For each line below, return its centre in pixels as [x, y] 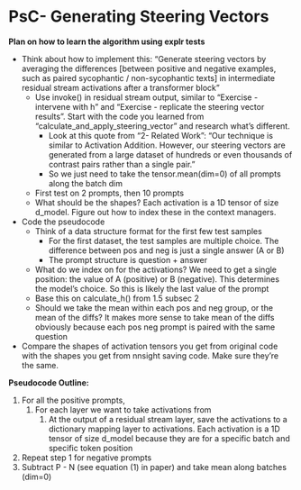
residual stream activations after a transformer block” [120, 87]
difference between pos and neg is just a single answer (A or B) [166, 250]
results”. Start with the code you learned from [119, 116]
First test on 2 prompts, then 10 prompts [109, 193]
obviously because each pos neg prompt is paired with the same [155, 327]
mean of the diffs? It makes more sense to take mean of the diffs [155, 317]
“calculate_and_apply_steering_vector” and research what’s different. [162, 126]
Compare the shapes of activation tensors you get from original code [150, 346]
